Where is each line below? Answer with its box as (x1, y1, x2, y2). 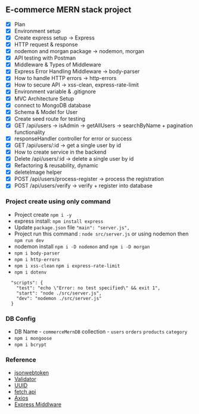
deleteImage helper (14, 168, 63, 176)
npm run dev (14, 237, 44, 244)
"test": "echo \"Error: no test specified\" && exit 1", (16, 285, 161, 291)
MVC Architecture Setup (14, 95, 74, 102)
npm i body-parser (14, 250, 60, 256)
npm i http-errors (14, 256, 60, 262)
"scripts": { (11, 280, 43, 286)
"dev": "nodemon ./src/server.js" (16, 295, 102, 301)
